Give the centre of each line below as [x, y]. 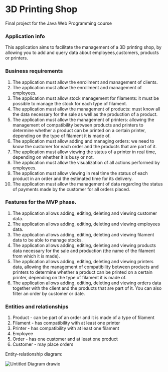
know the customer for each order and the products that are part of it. [85, 146]
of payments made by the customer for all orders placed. [71, 189]
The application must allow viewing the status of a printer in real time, [84, 152]
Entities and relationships [37, 306]
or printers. [17, 58]
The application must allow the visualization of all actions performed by [86, 162]
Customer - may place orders [43, 344]
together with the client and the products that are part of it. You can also [87, 288]
